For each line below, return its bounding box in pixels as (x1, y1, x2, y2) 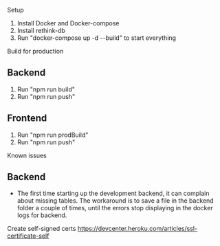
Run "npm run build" (16, 85, 76, 93)
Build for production (7, 47, 64, 55)
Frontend (7, 113, 47, 124)
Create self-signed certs (7, 225, 76, 233)
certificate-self (7, 232, 49, 240)
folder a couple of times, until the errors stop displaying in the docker (16, 204, 213, 212)
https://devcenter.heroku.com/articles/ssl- (77, 225, 198, 233)
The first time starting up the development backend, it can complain (16, 189, 210, 198)
